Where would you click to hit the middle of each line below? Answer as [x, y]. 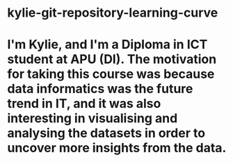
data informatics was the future [100, 89]
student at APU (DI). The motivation [112, 59]
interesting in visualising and [93, 119]
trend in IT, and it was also [84, 104]
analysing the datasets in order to [106, 133]
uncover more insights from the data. [117, 148]
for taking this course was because [111, 74]
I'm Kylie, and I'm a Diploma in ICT [107, 45]
